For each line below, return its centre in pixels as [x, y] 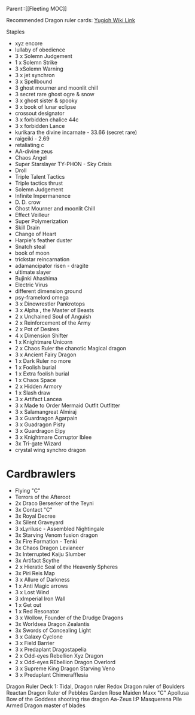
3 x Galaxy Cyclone [39, 637]
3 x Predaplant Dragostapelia [51, 649]
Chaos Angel [31, 158]
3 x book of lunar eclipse [45, 107]
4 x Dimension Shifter [42, 335]
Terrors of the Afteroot [42, 497]
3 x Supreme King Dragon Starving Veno [65, 668]
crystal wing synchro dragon [50, 450]
